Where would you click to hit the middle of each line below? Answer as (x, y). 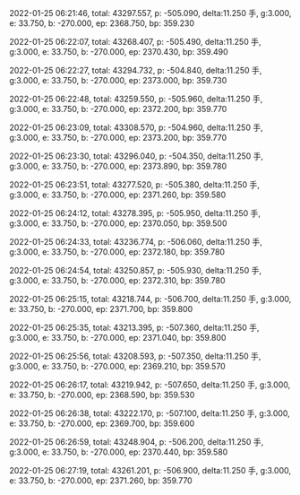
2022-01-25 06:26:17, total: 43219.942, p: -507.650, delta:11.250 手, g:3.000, (150, 385)
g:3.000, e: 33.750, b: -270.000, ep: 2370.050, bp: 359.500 (118, 223)
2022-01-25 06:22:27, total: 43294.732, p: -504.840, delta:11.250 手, (136, 70)
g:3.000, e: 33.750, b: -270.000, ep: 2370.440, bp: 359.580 (119, 452)
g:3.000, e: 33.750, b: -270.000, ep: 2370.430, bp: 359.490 (119, 52)
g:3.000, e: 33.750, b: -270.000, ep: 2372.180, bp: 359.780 (117, 252)
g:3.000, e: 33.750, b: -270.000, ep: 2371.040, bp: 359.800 (118, 338)
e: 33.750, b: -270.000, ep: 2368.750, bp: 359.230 (102, 23)
